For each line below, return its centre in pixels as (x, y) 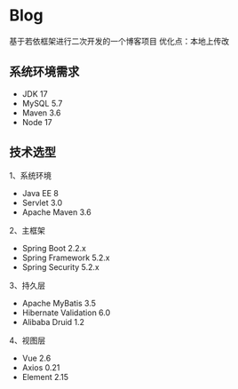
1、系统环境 (30, 175)
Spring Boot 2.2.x (54, 248)
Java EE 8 (40, 193)
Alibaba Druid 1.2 (53, 322)
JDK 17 (35, 93)
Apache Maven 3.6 (56, 212)
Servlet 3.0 (42, 202)
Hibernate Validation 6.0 (66, 313)
